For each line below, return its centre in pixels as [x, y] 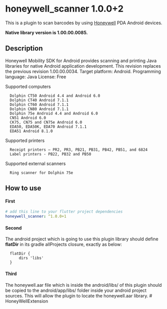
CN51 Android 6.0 [28, 118]
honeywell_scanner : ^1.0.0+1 [36, 217]
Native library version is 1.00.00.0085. [47, 32]
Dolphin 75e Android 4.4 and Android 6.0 [54, 113]
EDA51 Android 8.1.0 [31, 131]
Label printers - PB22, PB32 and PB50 [51, 154]
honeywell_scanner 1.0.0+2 [64, 9]
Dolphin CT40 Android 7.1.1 [39, 100]
